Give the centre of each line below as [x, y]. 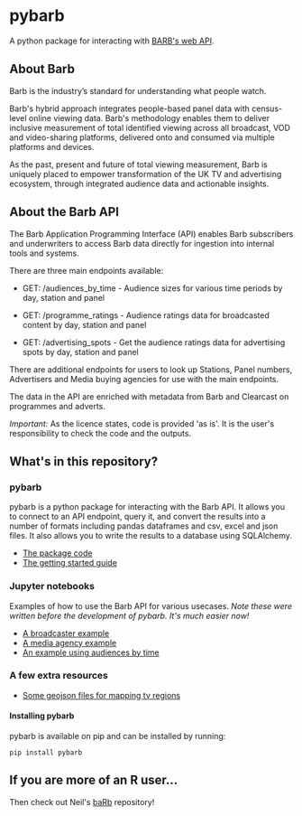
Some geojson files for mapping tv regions [101, 695]
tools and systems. [44, 253]
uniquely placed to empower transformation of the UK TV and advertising [146, 174]
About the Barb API [64, 212]
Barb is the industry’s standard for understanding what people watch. [138, 90]
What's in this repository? [84, 461]
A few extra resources [59, 676]
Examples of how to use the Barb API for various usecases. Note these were [151, 605]
